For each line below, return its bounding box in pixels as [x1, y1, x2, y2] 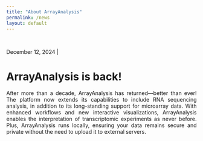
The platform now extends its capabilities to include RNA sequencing [6, 96, 197, 103]
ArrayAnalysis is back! [6, 70, 122, 84]
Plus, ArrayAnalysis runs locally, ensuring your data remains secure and [6, 122, 197, 129]
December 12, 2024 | [6, 48, 59, 56]
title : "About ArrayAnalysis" [6, 8, 83, 15]
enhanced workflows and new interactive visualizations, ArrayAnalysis [6, 109, 197, 116]
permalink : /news [6, 15, 50, 21]
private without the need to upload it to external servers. [6, 128, 146, 136]
